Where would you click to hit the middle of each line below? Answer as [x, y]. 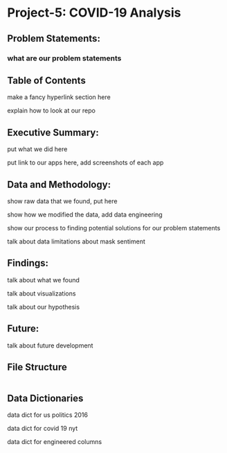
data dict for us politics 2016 [48, 415]
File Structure [37, 367]
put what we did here [37, 149]
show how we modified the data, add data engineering [85, 214]
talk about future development [50, 345]
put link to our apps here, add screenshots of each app [85, 163]
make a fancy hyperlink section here [59, 97]
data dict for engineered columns [55, 442]
